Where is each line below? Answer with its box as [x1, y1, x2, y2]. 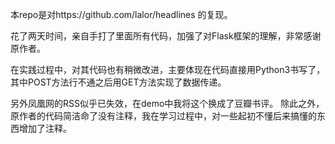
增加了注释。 [18, 123, 72, 134]
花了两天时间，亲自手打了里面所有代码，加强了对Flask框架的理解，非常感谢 [10, 30, 322, 42]
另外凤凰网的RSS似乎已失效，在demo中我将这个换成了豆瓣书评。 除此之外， [10, 98, 325, 109]
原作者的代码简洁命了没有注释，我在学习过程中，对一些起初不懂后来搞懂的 [10, 110, 317, 122]
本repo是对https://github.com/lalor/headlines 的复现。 [10, 9, 233, 20]
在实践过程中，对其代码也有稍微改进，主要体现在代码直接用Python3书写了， [10, 64, 326, 75]
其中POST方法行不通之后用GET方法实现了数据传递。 [10, 76, 227, 88]
